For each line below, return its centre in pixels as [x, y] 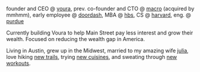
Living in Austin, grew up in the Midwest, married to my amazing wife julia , [98, 51]
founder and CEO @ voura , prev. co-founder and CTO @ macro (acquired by [100, 9]
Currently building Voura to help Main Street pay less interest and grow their [100, 33]
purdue [15, 21]
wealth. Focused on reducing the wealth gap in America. [76, 39]
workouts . [19, 63]
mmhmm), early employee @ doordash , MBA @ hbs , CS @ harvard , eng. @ [99, 15]
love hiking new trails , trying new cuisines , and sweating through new [92, 57]
